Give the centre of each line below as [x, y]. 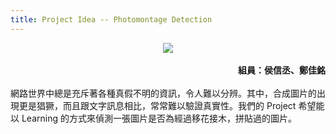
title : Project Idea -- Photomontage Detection [111, 19]
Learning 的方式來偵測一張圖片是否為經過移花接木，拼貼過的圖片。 [159, 118]
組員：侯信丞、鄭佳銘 [282, 70]
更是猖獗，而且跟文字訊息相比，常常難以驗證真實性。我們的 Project [157, 105]
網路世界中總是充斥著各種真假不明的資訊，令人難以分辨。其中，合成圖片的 [163, 93]
